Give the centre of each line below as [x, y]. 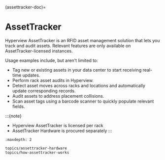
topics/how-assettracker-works [37, 152]
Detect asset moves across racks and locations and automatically [79, 85]
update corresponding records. [44, 91]
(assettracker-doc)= [26, 7]
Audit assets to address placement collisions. [58, 96]
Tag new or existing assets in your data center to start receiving [77, 70]
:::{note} [14, 116]
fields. [18, 106]
